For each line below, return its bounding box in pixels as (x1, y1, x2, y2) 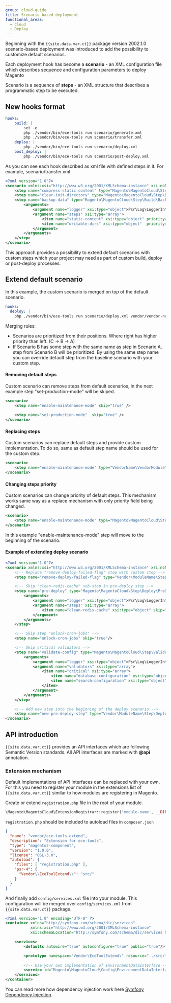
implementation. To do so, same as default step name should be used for (5, 445, 158, 451)
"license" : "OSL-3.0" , (10, 852, 58, 858)
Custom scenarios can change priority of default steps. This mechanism (5, 492, 157, 498)
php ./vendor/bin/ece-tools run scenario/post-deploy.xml (23, 154, 149, 159)
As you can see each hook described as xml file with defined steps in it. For (5, 163, 164, 169)
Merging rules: (5, 323, 36, 329)
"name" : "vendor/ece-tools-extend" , (10, 834, 88, 839)
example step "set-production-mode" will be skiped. (5, 388, 116, 394)
